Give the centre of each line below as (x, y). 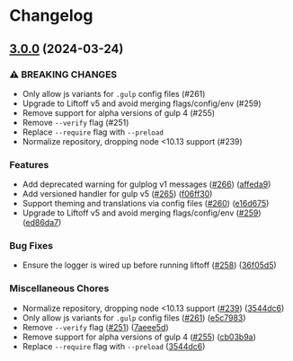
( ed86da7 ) (42, 223)
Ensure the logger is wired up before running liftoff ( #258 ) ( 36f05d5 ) (149, 265)
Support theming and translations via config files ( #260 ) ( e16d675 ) (146, 204)
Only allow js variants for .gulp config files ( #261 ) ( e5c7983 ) (134, 317)
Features (29, 164)
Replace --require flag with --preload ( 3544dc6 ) (114, 346)
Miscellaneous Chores (59, 288)
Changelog (51, 16)
